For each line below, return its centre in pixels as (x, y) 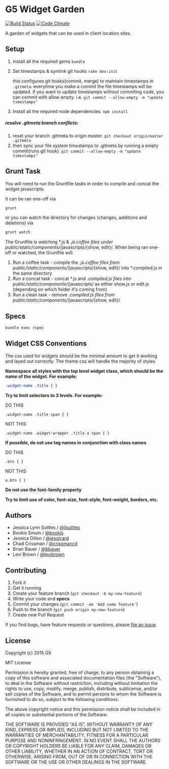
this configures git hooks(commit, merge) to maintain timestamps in (83, 81)
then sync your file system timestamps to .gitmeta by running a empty (86, 145)
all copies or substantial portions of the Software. (56, 715)
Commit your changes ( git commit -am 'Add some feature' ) (75, 604)
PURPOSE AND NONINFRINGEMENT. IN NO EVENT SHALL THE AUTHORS (83, 741)
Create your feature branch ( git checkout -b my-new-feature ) (77, 593)
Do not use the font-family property (44, 489)
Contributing (26, 570)
